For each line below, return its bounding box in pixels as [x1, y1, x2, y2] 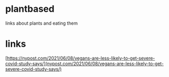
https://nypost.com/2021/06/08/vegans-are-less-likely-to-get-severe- [7, 55, 155, 61]
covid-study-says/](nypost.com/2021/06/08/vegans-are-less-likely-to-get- [5, 60, 164, 67]
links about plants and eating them [5, 20, 78, 26]
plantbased [5, 3, 55, 15]
